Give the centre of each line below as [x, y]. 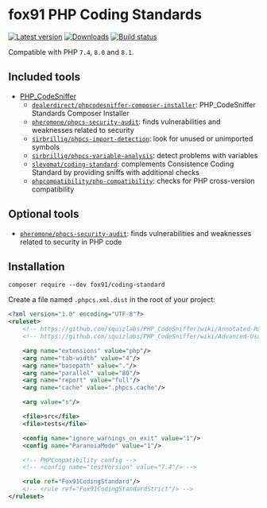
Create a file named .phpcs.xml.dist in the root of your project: [112, 300]
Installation [37, 267]
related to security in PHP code [71, 242]
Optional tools [44, 214]
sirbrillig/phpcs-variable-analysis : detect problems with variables [145, 155]
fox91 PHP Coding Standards [105, 15]
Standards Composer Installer [80, 113]
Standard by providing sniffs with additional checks [116, 172]
